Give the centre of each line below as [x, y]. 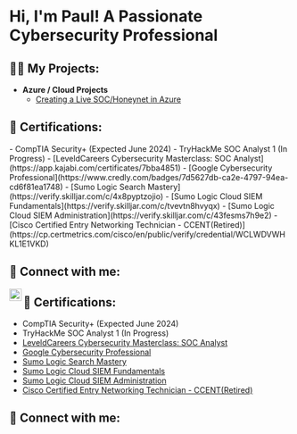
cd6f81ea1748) [37, 187]
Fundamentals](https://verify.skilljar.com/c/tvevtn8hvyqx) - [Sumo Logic [142, 205]
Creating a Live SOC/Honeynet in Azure [108, 99]
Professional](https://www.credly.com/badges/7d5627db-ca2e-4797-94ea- [149, 177]
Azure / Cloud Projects [65, 90]
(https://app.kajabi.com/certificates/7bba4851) [95, 168]
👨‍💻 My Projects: [54, 68]
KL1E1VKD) [29, 244]
